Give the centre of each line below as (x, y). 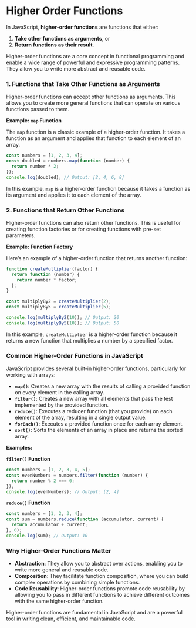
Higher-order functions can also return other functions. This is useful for (94, 222)
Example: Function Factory (40, 247)
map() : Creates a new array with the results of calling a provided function (102, 386)
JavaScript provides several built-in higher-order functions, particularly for (96, 368)
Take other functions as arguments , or (62, 38)
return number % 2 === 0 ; (43, 481)
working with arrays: (31, 375)
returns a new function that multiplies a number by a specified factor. (89, 340)
